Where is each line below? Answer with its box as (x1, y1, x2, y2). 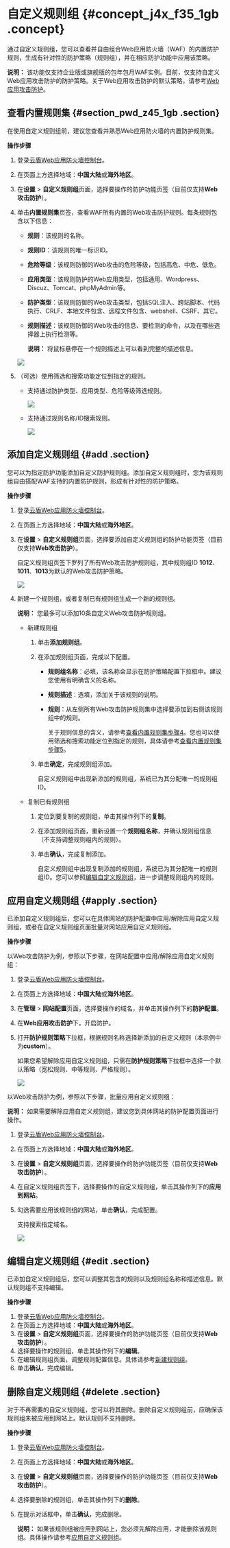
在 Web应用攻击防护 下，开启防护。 (16, 1019, 115, 1027)
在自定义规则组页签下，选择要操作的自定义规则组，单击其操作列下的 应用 (16, 1182, 221, 1191)
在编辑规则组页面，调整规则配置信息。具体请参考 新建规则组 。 (16, 1355, 192, 1364)
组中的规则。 (47, 713, 84, 722)
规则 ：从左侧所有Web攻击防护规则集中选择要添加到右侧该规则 (47, 704, 223, 713)
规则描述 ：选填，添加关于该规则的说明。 (47, 690, 162, 698)
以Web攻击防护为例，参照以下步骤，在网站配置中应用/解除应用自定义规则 (7, 952, 214, 960)
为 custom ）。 (16, 1042, 55, 1050)
